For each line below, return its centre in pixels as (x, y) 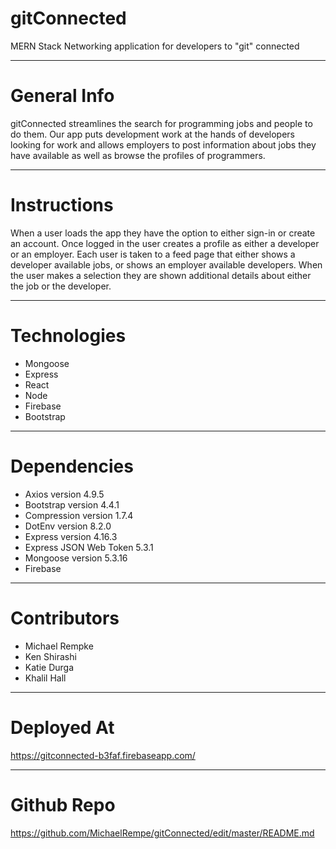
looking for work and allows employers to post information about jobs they (163, 144)
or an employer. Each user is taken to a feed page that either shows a (153, 254)
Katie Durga (49, 667)
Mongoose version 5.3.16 (76, 558)
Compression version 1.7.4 (79, 515)
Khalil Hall (45, 678)
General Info (62, 96)
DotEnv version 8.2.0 (68, 526)
